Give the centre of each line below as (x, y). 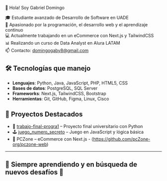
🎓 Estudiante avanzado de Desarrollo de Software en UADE (67, 18)
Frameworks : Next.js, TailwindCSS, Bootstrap (59, 93)
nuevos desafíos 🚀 (34, 172)
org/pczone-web (30, 144)
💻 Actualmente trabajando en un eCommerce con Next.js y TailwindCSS (80, 35)
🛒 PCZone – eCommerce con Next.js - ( (53, 139)
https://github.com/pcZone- (122, 139)
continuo (14, 30)
